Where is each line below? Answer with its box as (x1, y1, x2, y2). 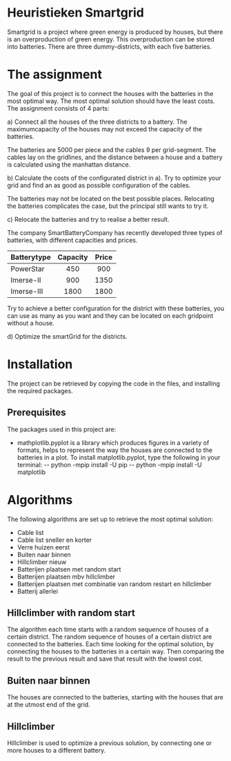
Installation (7, 357, 73, 373)
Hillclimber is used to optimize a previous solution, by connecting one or (7, 739, 212, 747)
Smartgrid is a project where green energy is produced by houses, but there (7, 28, 223, 36)
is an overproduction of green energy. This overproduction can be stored (7, 35, 215, 43)
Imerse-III (10, 286, 43, 296)
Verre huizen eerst (17, 543, 70, 551)
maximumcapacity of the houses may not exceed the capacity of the (7, 124, 202, 133)
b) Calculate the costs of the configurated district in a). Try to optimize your (7, 173, 222, 182)
